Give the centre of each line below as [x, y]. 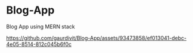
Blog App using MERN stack [41, 26]
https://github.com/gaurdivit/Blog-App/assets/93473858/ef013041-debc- [96, 38]
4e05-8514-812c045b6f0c [39, 44]
